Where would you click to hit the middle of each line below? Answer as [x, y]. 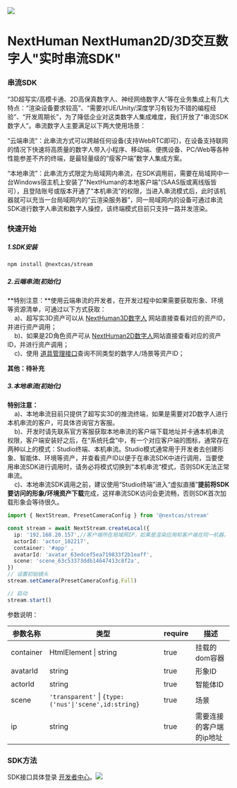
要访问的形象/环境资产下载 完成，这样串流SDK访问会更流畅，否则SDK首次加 [117, 494]
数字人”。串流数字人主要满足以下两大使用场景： [77, 126]
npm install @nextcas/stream [50, 265]
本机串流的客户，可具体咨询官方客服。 [63, 423]
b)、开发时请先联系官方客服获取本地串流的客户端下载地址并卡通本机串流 [119, 431]
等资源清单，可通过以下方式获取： [57, 309]
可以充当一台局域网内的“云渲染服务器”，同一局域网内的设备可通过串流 [121, 200]
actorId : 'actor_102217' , [52, 541]
